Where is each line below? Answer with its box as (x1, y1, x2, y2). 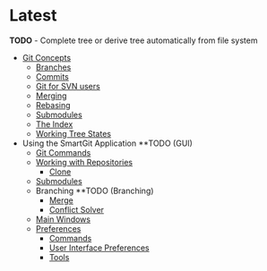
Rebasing (35, 99, 71, 110)
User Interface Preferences (48, 242, 150, 253)
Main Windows (35, 214, 91, 224)
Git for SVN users (35, 80, 100, 91)
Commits (35, 71, 69, 81)
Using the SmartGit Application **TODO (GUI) (22, 138, 193, 148)
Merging (35, 90, 67, 101)
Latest (9, 5, 57, 26)
